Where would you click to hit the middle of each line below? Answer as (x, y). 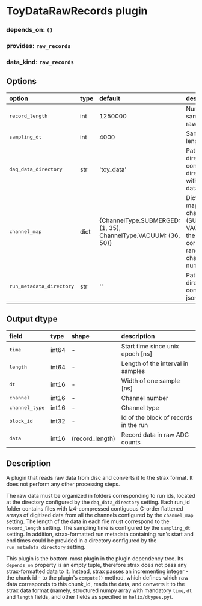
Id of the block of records (157, 417)
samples (133, 371)
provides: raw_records (38, 46)
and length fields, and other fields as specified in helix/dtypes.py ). (90, 597)
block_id (21, 421)
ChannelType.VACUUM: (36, (139, 235)
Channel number (145, 398)
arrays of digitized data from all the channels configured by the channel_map (100, 515)
